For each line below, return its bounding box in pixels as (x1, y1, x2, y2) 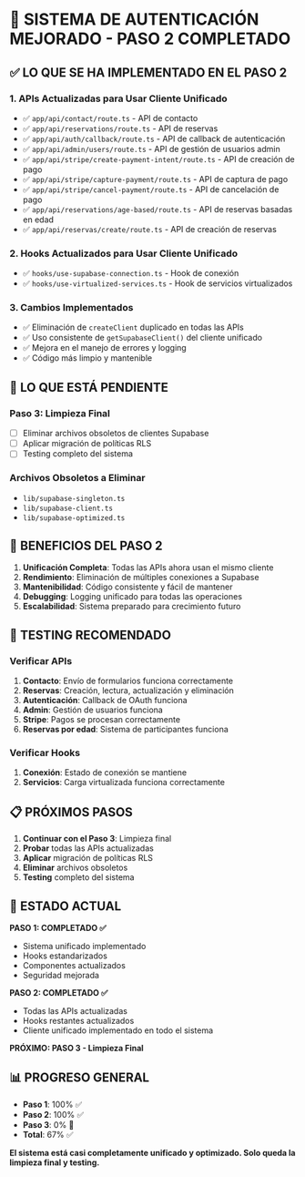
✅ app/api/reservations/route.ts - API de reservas (22, 123, 219, 134)
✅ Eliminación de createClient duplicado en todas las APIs (22, 322, 244, 333)
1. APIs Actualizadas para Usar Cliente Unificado (9, 92, 228, 105)
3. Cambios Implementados (9, 302, 134, 314)
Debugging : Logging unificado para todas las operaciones (22, 591, 243, 602)
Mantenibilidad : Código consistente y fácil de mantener (22, 581, 233, 592)
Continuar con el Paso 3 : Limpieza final (22, 834, 172, 844)
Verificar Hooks (9, 747, 80, 760)
